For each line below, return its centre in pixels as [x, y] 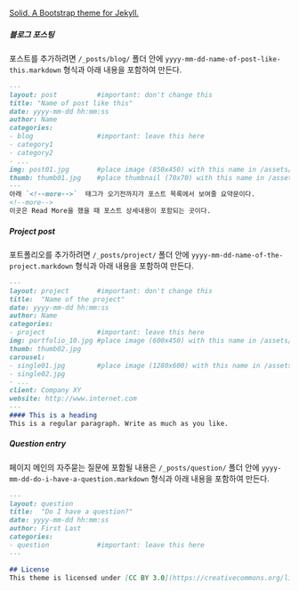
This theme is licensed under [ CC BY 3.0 [87, 578]
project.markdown [41, 267]
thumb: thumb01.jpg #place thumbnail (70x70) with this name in [137, 177]
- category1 [31, 145]
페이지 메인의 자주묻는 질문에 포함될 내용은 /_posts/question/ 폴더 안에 [134, 467]
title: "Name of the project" [67, 299]
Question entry [38, 444]
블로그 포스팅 [32, 34]
